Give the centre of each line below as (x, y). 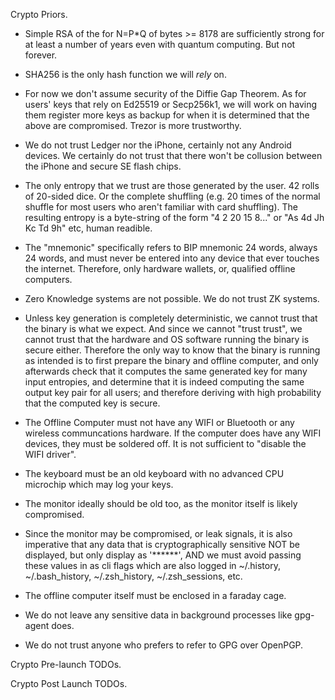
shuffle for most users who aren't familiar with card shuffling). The (161, 207)
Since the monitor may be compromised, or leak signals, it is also (158, 533)
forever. (41, 55)
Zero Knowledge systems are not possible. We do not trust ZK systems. (172, 298)
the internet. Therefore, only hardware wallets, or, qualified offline (160, 268)
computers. (48, 279)
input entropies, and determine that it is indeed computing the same (164, 382)
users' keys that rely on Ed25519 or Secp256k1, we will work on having (171, 104)
